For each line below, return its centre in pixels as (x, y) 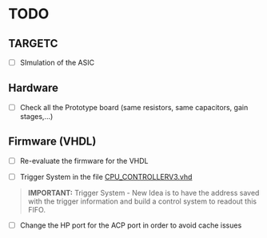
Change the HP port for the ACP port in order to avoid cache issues (131, 225)
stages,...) (36, 116)
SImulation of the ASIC (57, 62)
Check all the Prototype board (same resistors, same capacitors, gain (134, 107)
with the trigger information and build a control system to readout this (142, 201)
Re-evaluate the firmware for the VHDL (84, 161)
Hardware (33, 88)
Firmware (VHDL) (52, 142)
